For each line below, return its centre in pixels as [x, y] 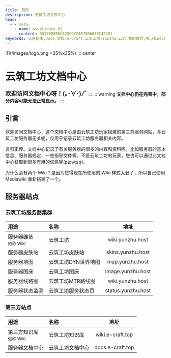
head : [11, 19]
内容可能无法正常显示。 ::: [37, 101]
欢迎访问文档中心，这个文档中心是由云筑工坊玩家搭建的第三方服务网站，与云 [85, 131]
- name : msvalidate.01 [38, 29]
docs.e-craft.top [114, 347]
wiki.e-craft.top [114, 334]
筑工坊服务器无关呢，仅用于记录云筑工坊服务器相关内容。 [65, 138]
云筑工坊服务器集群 [29, 212]
